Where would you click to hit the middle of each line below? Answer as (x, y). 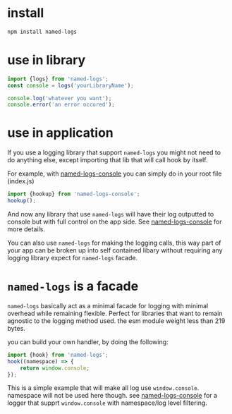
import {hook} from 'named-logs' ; (58, 355)
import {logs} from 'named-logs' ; (58, 79)
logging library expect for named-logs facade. (73, 257)
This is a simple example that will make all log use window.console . (103, 388)
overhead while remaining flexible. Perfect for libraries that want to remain (115, 313)
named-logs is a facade (73, 286)
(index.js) (21, 181)
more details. (26, 229)
